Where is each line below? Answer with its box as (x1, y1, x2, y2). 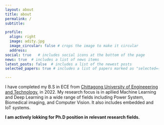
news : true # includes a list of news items (5, 57, 99, 62)
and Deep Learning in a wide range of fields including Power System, (5, 94, 144, 100)
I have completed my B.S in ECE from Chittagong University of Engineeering (5, 84, 158, 90)
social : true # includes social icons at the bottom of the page (5, 52, 145, 57)
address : (9, 48, 27, 53)
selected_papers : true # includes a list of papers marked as (5, 66, 134, 71)
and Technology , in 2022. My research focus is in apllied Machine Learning (5, 89, 156, 95)
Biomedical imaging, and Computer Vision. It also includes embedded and (5, 100, 154, 105)
